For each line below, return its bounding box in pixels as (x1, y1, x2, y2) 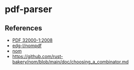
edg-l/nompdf (12, 43, 42, 49)
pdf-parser (5, 4, 52, 15)
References (5, 24, 42, 32)
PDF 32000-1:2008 (12, 37, 53, 43)
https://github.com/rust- (12, 53, 63, 59)
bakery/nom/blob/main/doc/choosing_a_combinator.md (12, 59, 129, 64)
